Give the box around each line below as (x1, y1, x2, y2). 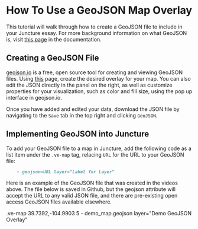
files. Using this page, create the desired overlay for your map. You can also (6, 75, 191, 82)
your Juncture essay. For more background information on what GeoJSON (6, 29, 187, 36)
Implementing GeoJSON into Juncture (6, 129, 150, 139)
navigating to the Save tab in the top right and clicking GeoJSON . (6, 112, 158, 119)
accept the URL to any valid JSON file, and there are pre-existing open (6, 192, 178, 199)
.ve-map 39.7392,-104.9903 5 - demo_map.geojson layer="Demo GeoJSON (6, 210, 192, 217)
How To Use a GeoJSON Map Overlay (6, 4, 193, 17)
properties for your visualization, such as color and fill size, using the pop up (6, 87, 193, 95)
